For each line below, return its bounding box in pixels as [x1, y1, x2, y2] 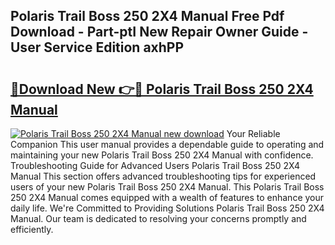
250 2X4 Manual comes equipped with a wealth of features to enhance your [10, 192, 325, 203]
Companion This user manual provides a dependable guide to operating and [10, 139, 325, 150]
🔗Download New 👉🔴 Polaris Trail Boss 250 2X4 [10, 80, 314, 98]
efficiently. [10, 224, 54, 235]
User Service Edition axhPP [10, 39, 185, 56]
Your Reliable [226, 128, 281, 139]
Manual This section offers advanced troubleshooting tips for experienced [10, 170, 317, 182]
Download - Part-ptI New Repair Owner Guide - [10, 24, 309, 41]
